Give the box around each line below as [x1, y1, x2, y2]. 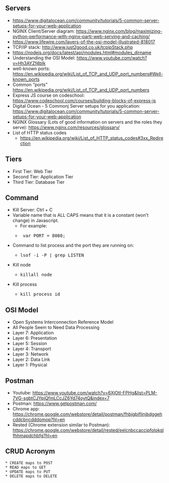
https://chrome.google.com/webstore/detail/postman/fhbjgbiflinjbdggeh [12, 411, 162, 417]
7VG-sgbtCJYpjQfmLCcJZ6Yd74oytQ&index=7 [12, 395, 110, 401]
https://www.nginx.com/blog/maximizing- [76, 28, 162, 34]
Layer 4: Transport [12, 346, 51, 352]
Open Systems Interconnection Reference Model [12, 319, 114, 325]
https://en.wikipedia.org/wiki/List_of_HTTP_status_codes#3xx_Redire [20, 135, 163, 141]
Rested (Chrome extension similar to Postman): [12, 422, 111, 428]
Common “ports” [12, 82, 48, 88]
